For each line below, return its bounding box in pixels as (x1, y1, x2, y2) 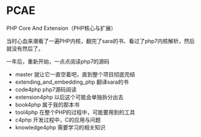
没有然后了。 (11, 45, 44, 52)
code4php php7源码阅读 (15, 85, 77, 93)
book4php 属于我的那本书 (15, 101, 80, 108)
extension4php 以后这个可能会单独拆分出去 (15, 93, 124, 101)
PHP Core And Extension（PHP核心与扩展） (6, 24, 117, 32)
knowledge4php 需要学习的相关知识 (15, 124, 106, 131)
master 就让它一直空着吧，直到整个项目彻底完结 (15, 70, 135, 78)
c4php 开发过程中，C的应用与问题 (15, 116, 101, 123)
